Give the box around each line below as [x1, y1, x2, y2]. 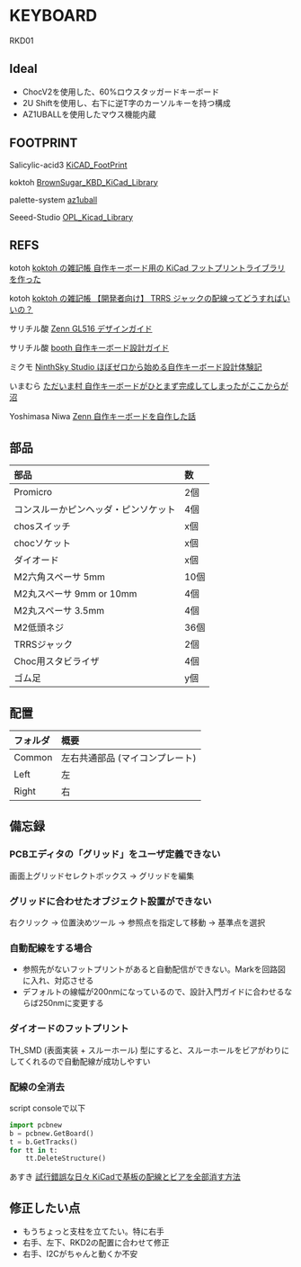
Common [13, 751, 53, 763]
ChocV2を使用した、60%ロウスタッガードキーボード [22, 86, 220, 97]
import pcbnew [9, 1120, 63, 1129]
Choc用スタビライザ [13, 655, 100, 668]
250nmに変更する [38, 998, 105, 1009]
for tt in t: [9, 1146, 58, 1155]
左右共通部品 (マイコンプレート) [61, 752, 197, 764]
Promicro [13, 486, 52, 499]
